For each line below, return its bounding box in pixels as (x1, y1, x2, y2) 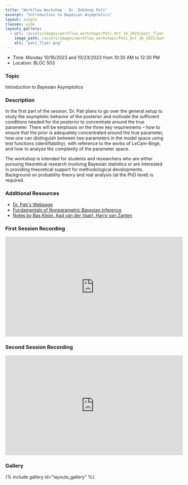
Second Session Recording (5, 343, 73, 351)
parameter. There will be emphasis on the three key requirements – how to (5, 124, 161, 130)
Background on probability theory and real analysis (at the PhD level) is (5, 172, 154, 178)
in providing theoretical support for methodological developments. (5, 166, 143, 172)
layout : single (5, 17, 37, 22)
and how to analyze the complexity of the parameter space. (5, 146, 130, 152)
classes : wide (5, 21, 35, 27)
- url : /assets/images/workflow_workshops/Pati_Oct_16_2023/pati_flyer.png (10, 31, 173, 36)
